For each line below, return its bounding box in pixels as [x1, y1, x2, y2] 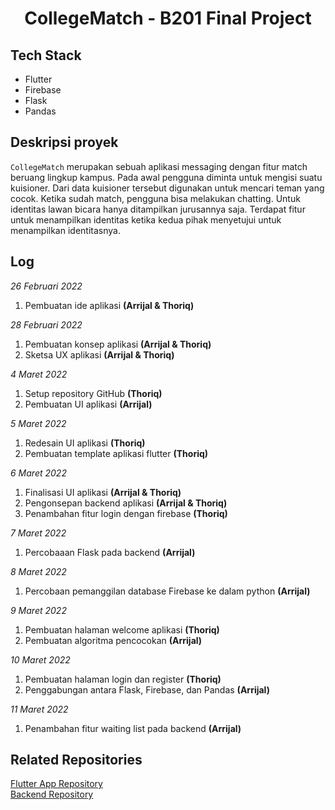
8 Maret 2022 [10, 565, 67, 577]
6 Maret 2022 [10, 467, 67, 479]
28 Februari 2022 [10, 318, 83, 331]
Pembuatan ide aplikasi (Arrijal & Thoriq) [24, 299, 195, 311]
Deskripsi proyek [10, 134, 119, 151]
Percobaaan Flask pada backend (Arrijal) [24, 546, 196, 558]
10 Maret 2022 [10, 653, 71, 666]
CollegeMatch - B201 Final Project [24, 7, 312, 30]
